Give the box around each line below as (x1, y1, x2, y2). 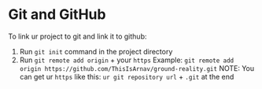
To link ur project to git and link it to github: (8, 32, 147, 41)
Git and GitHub (8, 6, 106, 24)
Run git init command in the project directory (19, 46, 173, 56)
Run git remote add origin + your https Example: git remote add (19, 55, 234, 65)
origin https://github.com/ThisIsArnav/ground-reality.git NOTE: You (19, 63, 255, 72)
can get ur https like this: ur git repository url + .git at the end (19, 72, 234, 81)
